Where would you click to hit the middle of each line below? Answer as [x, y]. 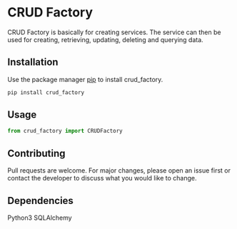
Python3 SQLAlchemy [40, 218]
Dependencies [40, 200]
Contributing [36, 153]
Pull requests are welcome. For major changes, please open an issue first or [119, 171]
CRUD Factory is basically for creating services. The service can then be [114, 32]
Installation [33, 62]
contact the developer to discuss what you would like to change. [102, 178]
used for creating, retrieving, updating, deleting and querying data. [105, 39]
